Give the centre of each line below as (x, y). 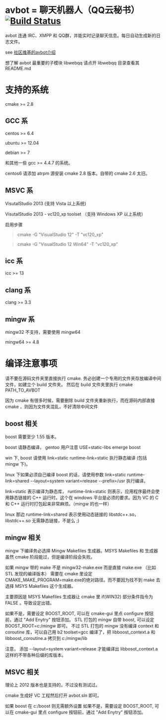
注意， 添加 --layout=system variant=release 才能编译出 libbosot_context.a (82, 648)
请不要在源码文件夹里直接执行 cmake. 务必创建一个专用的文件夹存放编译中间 (83, 378)
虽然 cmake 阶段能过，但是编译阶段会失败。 (50, 557)
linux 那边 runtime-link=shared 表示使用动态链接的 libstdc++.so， (72, 514)
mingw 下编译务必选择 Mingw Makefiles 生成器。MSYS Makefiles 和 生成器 (82, 551)
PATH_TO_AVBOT (23, 390)
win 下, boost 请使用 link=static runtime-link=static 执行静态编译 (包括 (76, 458)
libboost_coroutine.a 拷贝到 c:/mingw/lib (46, 638)
